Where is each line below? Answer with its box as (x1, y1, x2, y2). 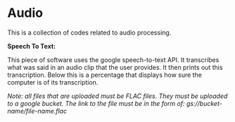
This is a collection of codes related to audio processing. (7, 28, 172, 37)
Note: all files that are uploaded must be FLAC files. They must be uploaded (7, 92, 228, 100)
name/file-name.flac (7, 106, 68, 115)
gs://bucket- (186, 99, 223, 107)
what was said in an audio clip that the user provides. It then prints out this (7, 63, 223, 71)
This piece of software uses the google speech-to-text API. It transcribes (7, 55, 220, 64)
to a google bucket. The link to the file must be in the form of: (7, 99, 185, 107)
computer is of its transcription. (7, 78, 99, 86)
